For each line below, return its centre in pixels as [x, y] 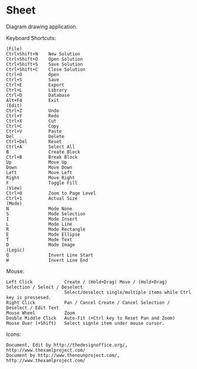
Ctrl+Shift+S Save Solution [45, 64]
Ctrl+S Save [33, 80]
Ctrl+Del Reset [34, 141]
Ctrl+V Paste [34, 131]
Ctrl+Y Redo [33, 116]
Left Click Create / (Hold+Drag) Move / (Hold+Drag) [87, 282]
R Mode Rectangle [46, 229]
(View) [14, 188]
